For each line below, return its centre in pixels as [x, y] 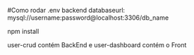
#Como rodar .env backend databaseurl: [66, 10]
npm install [23, 31]
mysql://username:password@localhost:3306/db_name [88, 18]
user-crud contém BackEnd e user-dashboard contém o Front [97, 45]
